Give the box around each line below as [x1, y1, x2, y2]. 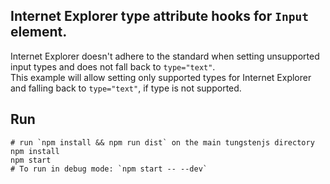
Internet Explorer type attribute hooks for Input [10, 8, 309, 25]
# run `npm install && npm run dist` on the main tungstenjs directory [10, 137, 315, 148]
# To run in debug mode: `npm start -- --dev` [10, 164, 208, 174]
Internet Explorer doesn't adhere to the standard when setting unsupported [10, 50, 320, 62]
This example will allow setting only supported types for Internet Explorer [10, 71, 312, 83]
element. [10, 24, 68, 41]
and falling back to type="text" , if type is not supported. [10, 82, 242, 94]
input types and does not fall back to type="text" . [10, 60, 216, 73]
